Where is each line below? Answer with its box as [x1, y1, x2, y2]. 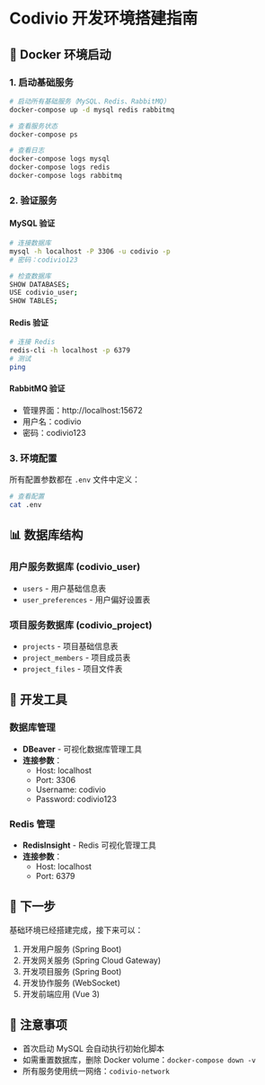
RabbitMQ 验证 [9, 383, 66, 394]
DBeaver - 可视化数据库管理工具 [22, 743, 143, 754]
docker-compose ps [9, 129, 78, 139]
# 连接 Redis [9, 338, 56, 347]
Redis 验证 [9, 316, 49, 328]
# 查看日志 [9, 146, 45, 156]
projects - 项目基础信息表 [22, 641, 119, 652]
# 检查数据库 [9, 271, 51, 280]
